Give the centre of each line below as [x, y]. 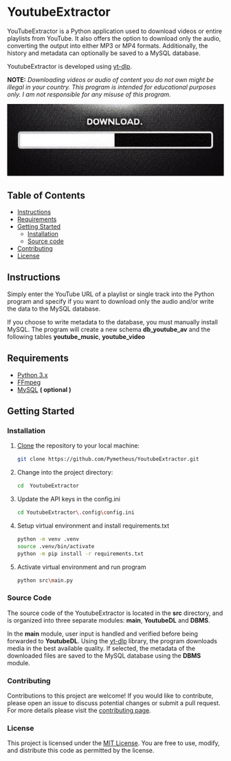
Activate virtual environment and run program [81, 567]
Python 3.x [32, 375]
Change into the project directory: [65, 472]
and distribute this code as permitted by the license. [81, 751]
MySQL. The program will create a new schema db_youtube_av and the [109, 329]
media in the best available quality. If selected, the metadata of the [101, 648]
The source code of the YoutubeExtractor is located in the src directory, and [115, 613]
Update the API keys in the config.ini [68, 499]
